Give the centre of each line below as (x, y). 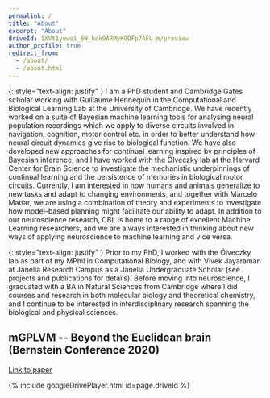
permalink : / (30, 16)
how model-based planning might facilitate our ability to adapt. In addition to (135, 211)
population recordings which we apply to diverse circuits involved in (121, 125)
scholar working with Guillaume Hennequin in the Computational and (122, 99)
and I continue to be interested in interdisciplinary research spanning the (129, 304)
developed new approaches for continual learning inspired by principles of (132, 151)
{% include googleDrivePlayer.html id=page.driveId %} (100, 385)
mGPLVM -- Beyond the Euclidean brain (110, 338)
